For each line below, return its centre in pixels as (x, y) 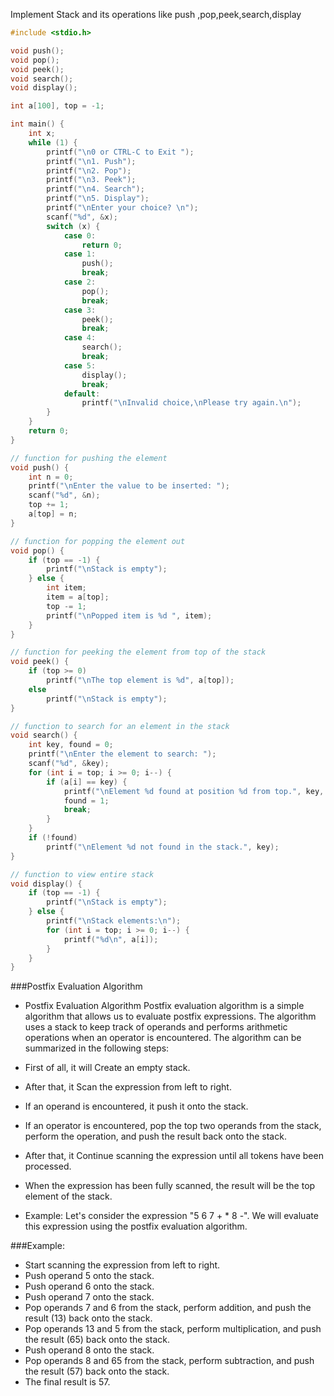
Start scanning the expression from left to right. (122, 1265)
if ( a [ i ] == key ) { (87, 782)
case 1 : (80, 254)
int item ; (66, 588)
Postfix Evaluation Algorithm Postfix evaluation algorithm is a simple (164, 1006)
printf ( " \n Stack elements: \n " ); (114, 921)
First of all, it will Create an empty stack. (107, 1068)
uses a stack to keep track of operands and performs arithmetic (156, 1027)
